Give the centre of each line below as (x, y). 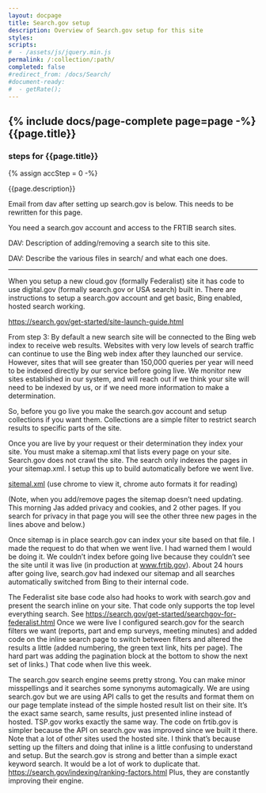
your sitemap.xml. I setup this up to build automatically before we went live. (131, 469)
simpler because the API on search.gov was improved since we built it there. (133, 730)
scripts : (23, 45)
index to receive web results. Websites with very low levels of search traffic (131, 346)
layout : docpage (35, 15)
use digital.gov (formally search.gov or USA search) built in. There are (122, 290)
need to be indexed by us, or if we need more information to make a (119, 388)
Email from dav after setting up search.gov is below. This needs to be (121, 204)
